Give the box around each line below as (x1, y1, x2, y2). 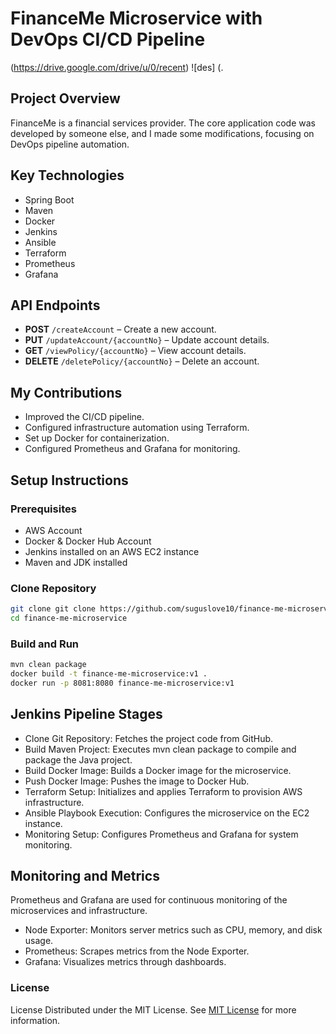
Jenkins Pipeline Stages (10, 706, 163, 723)
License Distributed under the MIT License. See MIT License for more (10, 1003, 297, 1016)
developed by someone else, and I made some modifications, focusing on (10, 127, 315, 139)
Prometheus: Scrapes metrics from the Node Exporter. (24, 945, 250, 957)
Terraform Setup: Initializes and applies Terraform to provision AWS (24, 785, 303, 797)
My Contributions (10, 384, 123, 401)
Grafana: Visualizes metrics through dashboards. (24, 956, 227, 968)
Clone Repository (10, 581, 97, 595)
